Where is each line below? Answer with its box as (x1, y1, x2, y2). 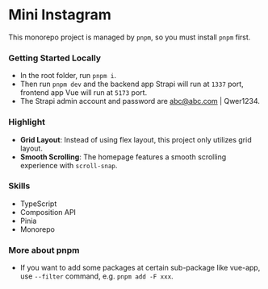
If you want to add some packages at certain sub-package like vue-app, (19, 263, 261, 273)
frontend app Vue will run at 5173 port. (19, 88, 148, 97)
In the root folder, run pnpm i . (19, 71, 117, 81)
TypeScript (19, 199, 57, 208)
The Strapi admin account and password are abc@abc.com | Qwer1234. (19, 97, 260, 106)
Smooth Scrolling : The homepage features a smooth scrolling (19, 151, 227, 162)
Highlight (8, 117, 46, 128)
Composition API (19, 207, 77, 217)
